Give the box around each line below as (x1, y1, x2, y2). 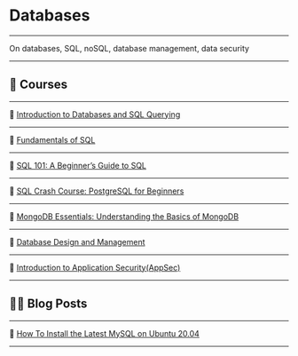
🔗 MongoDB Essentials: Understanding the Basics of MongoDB (9, 210, 239, 222)
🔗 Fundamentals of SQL (9, 134, 96, 145)
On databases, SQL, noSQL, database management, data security (9, 43, 250, 53)
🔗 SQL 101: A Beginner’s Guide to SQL (9, 160, 147, 170)
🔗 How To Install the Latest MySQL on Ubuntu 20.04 (9, 328, 200, 338)
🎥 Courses (9, 77, 68, 92)
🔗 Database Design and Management (9, 236, 145, 247)
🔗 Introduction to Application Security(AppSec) (9, 262, 181, 273)
